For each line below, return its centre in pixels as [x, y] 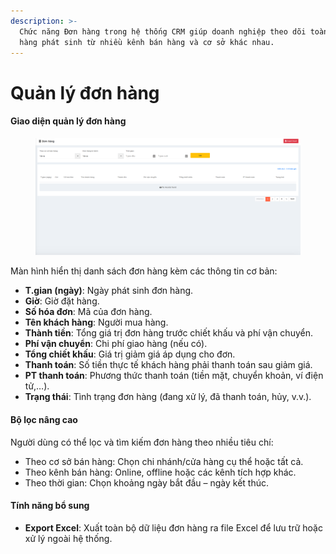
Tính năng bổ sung [50, 506]
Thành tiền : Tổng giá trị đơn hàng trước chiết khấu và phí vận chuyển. [168, 333]
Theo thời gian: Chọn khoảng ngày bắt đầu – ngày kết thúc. [147, 482]
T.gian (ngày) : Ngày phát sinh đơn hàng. [109, 291]
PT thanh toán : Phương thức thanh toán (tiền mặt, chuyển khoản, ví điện [174, 376]
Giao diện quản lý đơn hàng [68, 121]
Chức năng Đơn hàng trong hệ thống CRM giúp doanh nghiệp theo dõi [163, 31]
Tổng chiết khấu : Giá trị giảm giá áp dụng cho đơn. [130, 354]
